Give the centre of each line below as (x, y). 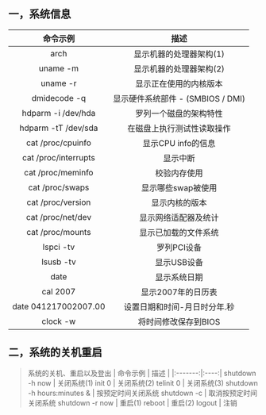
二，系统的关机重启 (55, 353)
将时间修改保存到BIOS (179, 321)
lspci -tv (59, 247)
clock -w (59, 321)
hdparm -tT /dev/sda (59, 128)
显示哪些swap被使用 (179, 187)
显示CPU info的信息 (179, 143)
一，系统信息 (40, 14)
